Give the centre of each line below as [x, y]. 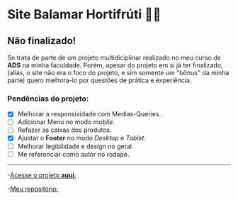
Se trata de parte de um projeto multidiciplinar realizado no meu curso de [114, 57]
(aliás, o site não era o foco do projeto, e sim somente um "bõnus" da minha [118, 73]
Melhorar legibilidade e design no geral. [75, 146]
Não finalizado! [42, 41]
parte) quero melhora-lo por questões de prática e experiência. [100, 80]
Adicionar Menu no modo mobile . [66, 122]
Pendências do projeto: [48, 99]
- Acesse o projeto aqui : [42, 175]
